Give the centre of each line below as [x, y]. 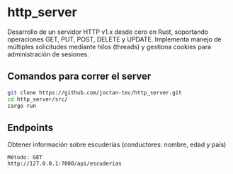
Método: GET [25, 158]
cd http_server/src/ [38, 99]
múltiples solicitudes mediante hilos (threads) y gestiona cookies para [109, 46]
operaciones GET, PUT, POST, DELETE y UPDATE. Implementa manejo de [114, 39]
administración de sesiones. [49, 54]
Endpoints [30, 128]
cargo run [22, 106]
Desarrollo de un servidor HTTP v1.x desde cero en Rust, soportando [108, 32]
